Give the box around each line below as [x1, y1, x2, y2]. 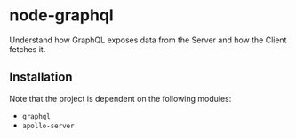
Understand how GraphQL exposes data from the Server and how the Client [9, 35, 287, 45]
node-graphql [9, 5, 114, 26]
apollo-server [21, 121, 75, 130]
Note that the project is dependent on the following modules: [9, 93, 232, 104]
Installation [9, 70, 73, 85]
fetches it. [9, 43, 46, 54]
